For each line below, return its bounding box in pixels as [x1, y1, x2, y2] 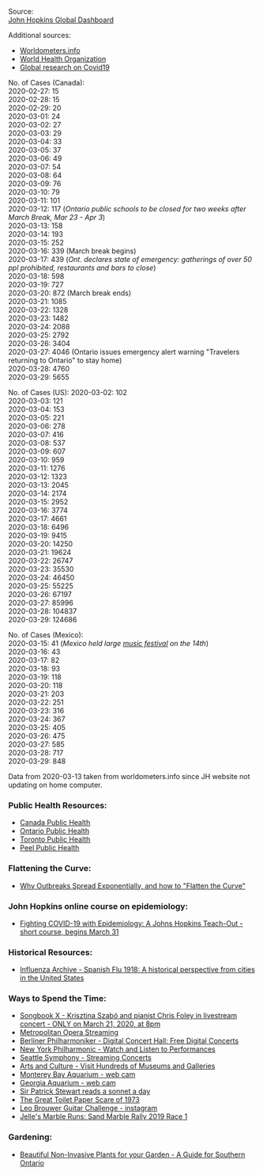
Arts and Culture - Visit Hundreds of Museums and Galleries [19, 1061, 216, 1071]
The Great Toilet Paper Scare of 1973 [19, 1095, 140, 1105]
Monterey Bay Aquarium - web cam [19, 1070, 136, 1079]
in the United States [19, 973, 85, 983]
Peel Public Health [19, 843, 80, 853]
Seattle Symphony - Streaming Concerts [19, 1053, 152, 1063]
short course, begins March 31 [19, 926, 119, 937]
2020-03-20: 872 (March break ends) [8, 288, 132, 298]
